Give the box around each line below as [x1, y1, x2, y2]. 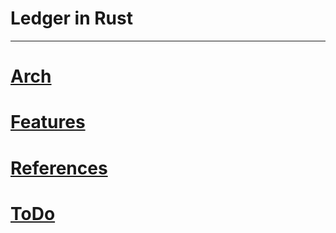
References [10, 157, 108, 179]
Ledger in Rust [10, 7, 133, 30]
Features [10, 111, 86, 134]
